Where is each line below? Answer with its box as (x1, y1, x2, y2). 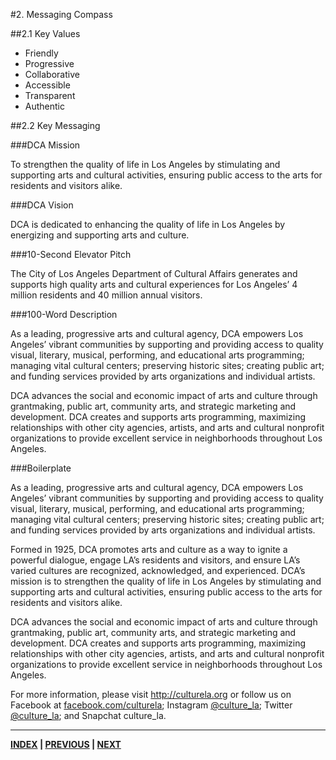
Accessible (24, 79, 71, 91)
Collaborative (24, 69, 80, 80)
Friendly (24, 47, 59, 59)
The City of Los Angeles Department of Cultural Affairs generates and (10, 268, 298, 279)
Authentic (24, 100, 65, 112)
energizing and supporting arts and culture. (10, 229, 190, 241)
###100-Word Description (10, 309, 118, 320)
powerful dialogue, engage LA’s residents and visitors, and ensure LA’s (10, 554, 301, 566)
